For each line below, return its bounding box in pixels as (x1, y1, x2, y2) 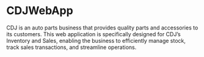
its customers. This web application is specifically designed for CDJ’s (6, 30, 181, 37)
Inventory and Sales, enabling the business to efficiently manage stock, (6, 37, 186, 44)
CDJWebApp (6, 4, 73, 18)
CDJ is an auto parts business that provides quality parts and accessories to (6, 24, 199, 31)
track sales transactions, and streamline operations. (6, 44, 137, 51)
